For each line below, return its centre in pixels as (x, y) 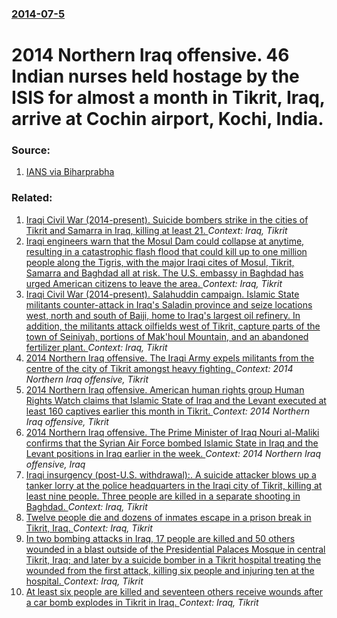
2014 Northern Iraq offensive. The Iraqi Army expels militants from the (170, 358)
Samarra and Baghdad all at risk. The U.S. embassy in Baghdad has (164, 273)
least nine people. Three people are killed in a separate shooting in (163, 496)
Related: (32, 198)
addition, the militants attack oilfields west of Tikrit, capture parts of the (173, 326)
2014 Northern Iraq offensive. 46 (150, 55)
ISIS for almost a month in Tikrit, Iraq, (168, 98)
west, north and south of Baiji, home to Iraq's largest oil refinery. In (163, 315)
